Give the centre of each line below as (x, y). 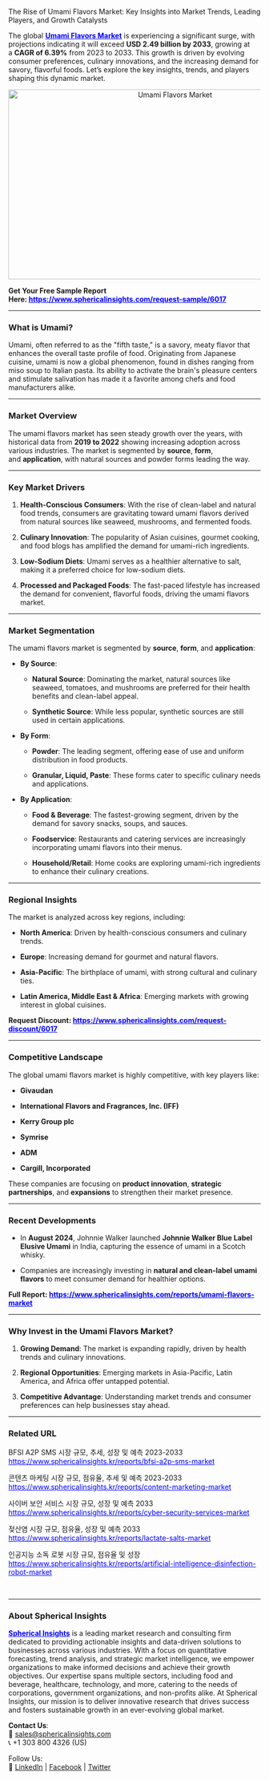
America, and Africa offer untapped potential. (95, 1382)
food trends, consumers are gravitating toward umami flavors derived (134, 513)
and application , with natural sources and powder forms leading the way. (129, 459)
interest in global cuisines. (63, 1005)
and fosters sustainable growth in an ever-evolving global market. (116, 1709)
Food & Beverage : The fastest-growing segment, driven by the (135, 815)
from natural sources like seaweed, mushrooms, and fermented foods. (136, 521)
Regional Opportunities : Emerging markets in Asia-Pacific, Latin (126, 1373)
